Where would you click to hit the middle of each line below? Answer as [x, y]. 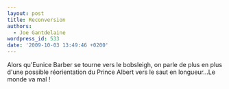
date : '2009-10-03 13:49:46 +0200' [58, 45]
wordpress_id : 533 [33, 39]
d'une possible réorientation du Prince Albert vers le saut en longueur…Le [111, 72]
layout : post [26, 13]
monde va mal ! [29, 79]
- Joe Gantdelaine [40, 33]
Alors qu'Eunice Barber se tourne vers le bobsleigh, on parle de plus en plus [115, 65]
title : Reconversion [37, 20]
